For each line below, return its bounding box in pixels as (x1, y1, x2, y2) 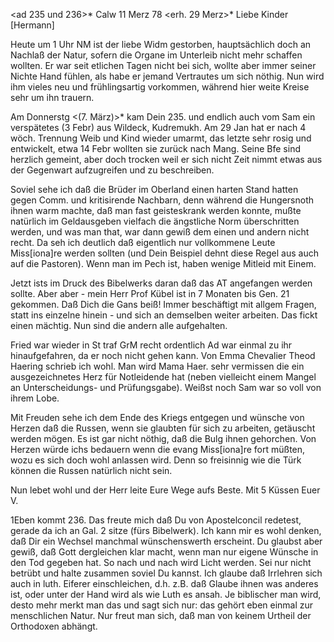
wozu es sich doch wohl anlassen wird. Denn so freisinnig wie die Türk (10, 454, 302, 466)
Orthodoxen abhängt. (10, 620, 98, 632)
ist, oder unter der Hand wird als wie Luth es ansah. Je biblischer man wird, (10, 589, 322, 600)
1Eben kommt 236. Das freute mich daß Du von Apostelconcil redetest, (10, 514, 302, 526)
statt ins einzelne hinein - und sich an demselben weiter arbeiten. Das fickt (10, 309, 318, 321)
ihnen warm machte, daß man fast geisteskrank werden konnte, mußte (10, 205, 302, 216)
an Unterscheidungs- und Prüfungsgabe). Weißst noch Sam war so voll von (10, 382, 322, 393)
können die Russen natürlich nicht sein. (10, 465, 173, 476)
